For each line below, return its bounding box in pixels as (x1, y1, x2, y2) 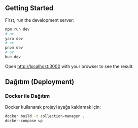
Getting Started (5, 4, 54, 12)
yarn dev (5, 36, 23, 41)
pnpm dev (5, 45, 23, 50)
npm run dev (5, 27, 30, 32)
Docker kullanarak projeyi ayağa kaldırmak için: (5, 104, 101, 110)
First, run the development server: (5, 17, 74, 23)
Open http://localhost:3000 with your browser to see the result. (5, 63, 134, 69)
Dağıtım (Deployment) (5, 78, 74, 86)
